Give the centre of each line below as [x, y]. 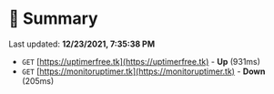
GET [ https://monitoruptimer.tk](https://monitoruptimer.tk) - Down [143, 71]
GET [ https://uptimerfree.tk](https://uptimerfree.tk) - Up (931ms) [141, 61]
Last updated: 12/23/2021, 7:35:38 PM [82, 44]
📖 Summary [53, 19]
